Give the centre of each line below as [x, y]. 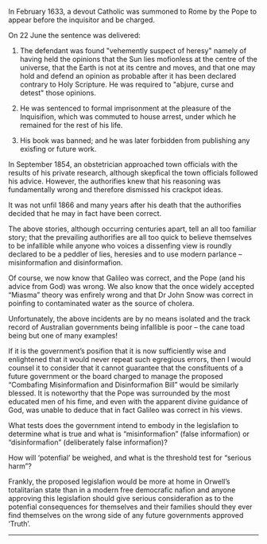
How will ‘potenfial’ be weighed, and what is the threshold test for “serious [130, 457]
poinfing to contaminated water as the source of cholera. [101, 303]
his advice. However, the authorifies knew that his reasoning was [114, 181]
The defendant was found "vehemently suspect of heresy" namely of [133, 50]
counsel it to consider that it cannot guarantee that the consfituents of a [126, 368]
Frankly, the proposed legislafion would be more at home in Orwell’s [119, 481]
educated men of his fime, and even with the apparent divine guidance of [128, 401]
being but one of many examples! [63, 336]
